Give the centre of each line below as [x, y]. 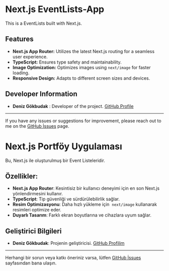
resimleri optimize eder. [37, 210]
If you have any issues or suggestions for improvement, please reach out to [83, 121]
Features [19, 39]
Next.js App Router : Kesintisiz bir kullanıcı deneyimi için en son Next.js [86, 188]
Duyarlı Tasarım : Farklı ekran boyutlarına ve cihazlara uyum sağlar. [82, 215]
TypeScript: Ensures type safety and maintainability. [67, 62]
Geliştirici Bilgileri [33, 231]
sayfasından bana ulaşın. [31, 263]
